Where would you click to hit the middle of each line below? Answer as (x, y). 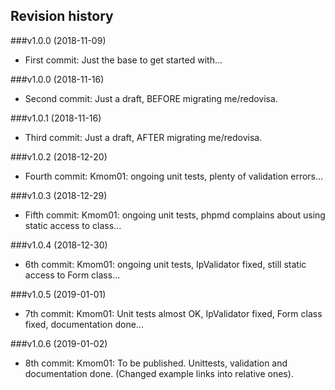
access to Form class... (72, 275)
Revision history (62, 16)
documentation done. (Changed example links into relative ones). (159, 373)
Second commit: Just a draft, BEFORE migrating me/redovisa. (151, 98)
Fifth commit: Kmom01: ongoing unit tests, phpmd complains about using (175, 215)
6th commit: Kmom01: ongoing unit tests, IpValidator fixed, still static (165, 264)
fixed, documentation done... (84, 324)
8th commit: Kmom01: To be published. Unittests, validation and (156, 363)
